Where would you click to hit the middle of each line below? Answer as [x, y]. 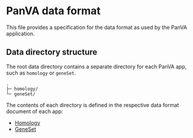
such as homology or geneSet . [41, 73]
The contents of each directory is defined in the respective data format [93, 105]
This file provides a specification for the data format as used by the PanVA [97, 27]
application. [20, 33]
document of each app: [35, 111]
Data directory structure [52, 52]
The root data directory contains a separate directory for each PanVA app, [96, 66]
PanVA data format [53, 11]
